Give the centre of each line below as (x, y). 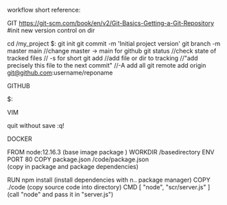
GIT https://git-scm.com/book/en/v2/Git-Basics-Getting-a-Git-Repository (111, 23)
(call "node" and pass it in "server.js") (60, 194)
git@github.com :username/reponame (60, 72)
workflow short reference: (44, 10)
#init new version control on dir (51, 30)
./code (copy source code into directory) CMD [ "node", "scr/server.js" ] (109, 187)
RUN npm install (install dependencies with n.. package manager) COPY (109, 180)
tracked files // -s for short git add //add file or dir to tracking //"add (103, 58)
